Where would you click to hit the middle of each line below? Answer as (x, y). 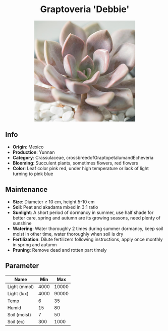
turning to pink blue (33, 174)
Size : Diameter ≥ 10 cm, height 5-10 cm (53, 202)
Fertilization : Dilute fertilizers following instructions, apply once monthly (88, 239)
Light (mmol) (21, 287)
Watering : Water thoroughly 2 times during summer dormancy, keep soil (88, 229)
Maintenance (26, 189)
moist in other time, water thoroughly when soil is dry (68, 234)
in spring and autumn (35, 244)
